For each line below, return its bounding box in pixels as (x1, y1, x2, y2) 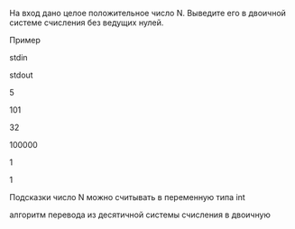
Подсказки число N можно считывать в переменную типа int (9, 192, 245, 202)
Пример (9, 35, 41, 45)
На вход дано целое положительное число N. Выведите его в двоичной (9, 8, 287, 18)
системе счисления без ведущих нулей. (9, 17, 164, 28)
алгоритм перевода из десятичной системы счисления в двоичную (9, 209, 271, 220)
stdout (9, 69, 33, 80)
